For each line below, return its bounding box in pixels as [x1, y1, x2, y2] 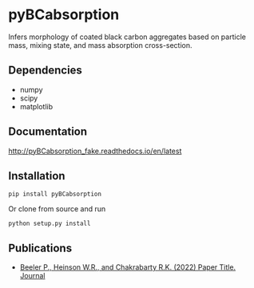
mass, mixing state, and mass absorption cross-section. [8, 40, 193, 49]
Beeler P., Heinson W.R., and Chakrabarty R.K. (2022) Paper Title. [19, 262, 236, 272]
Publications [8, 241, 73, 254]
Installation [8, 169, 65, 183]
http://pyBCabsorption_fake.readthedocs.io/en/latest [8, 146, 182, 156]
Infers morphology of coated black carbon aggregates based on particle [8, 32, 246, 41]
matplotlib [19, 101, 54, 111]
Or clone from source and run [8, 204, 106, 214]
